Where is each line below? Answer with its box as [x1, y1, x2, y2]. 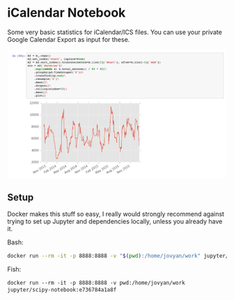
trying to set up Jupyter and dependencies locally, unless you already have [7, 217, 223, 226]
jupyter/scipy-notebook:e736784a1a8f [7, 287, 117, 294]
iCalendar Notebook [7, 5, 126, 21]
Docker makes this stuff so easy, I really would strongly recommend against [7, 210, 225, 219]
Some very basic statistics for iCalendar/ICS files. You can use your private [7, 28, 223, 36]
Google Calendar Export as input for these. [7, 35, 130, 43]
